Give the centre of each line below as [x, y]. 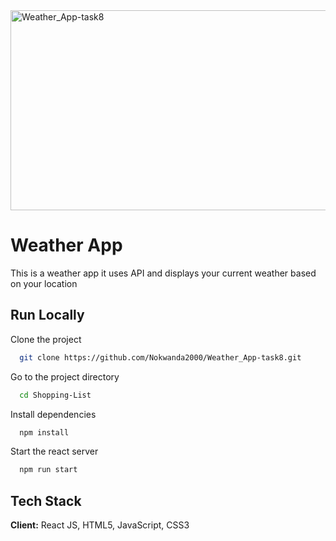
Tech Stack [46, 500]
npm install [44, 432]
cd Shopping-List [55, 395]
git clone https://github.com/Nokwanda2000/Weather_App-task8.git [160, 357]
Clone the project [46, 339]
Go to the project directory [65, 376]
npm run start [48, 470]
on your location [44, 283]
